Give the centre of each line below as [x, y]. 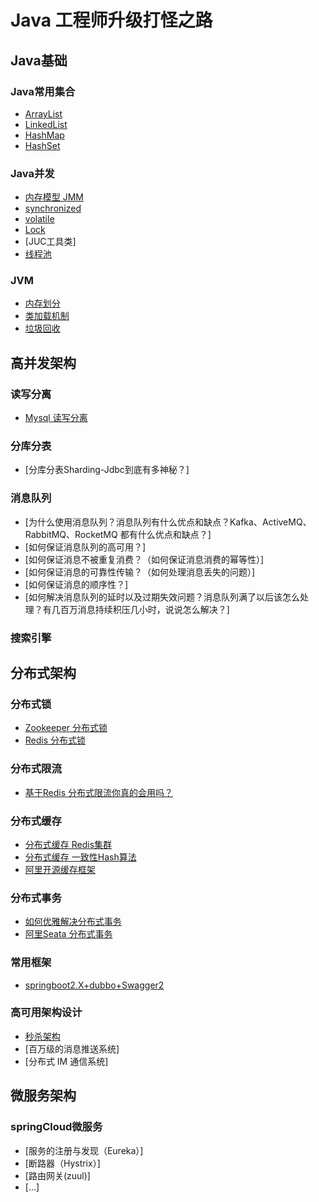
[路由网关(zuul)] [57, 1175]
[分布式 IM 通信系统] [66, 1061]
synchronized [53, 208]
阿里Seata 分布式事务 [68, 934]
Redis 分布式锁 [55, 740]
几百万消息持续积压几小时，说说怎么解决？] [140, 609]
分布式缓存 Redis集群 [68, 844]
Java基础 [39, 60]
